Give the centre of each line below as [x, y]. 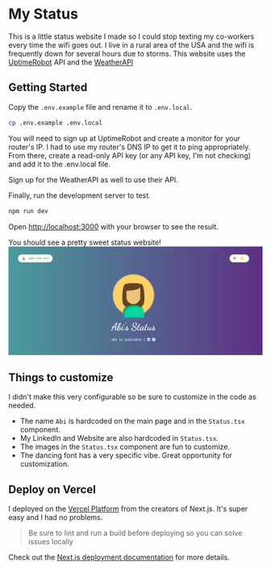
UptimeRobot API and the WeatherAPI [71, 62]
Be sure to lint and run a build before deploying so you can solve [135, 533]
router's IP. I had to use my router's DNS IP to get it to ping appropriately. [129, 147]
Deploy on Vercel [52, 489]
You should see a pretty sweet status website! [85, 242]
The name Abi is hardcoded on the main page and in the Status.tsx [132, 421]
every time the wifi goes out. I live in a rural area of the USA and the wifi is [131, 44]
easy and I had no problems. [56, 518]
